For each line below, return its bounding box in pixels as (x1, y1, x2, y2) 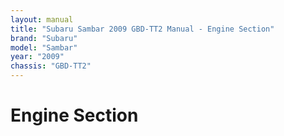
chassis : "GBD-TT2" (10, 61, 92, 71)
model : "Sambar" (10, 42, 78, 53)
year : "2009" (10, 52, 65, 62)
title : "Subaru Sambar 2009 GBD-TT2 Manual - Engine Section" (10, 24, 275, 34)
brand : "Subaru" (10, 33, 78, 43)
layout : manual (10, 14, 74, 25)
